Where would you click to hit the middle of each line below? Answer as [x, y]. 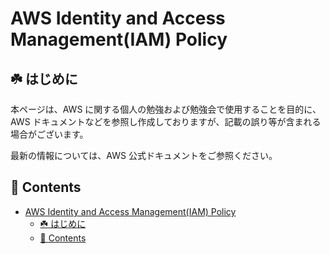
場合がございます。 [49, 134]
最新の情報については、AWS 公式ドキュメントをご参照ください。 [144, 155]
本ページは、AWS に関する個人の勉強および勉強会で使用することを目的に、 [166, 109]
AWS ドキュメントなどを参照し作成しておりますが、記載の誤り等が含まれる [166, 121]
